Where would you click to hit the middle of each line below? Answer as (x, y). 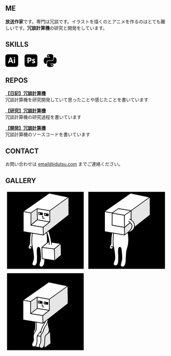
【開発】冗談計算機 (26, 128)
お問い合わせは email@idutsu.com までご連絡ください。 (64, 164)
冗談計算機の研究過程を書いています (44, 117)
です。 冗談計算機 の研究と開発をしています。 (61, 28)
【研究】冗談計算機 (26, 111)
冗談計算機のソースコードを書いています (48, 135)
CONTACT (22, 151)
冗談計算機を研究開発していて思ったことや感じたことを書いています (77, 100)
